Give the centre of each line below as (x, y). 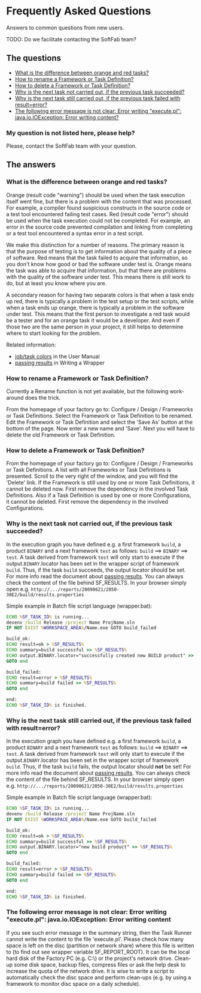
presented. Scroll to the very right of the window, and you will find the (92, 476)
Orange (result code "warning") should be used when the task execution (96, 195)
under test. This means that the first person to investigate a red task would (98, 314)
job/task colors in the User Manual (57, 356)
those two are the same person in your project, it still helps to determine (95, 327)
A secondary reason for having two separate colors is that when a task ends (100, 295)
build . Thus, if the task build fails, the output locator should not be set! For (99, 767)
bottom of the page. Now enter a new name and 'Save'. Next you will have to (100, 429)
